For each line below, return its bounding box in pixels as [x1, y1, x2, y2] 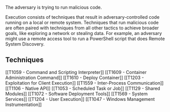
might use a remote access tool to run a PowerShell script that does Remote [5, 35, 165, 42]
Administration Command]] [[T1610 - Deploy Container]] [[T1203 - [5, 74, 144, 81]
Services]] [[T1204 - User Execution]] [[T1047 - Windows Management [5, 96, 155, 102]
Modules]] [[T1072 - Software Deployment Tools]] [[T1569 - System [5, 91, 148, 97]
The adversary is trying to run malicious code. [5, 5, 102, 10]
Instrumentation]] [5, 101, 42, 107]
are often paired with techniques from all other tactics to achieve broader [5, 25, 159, 31]
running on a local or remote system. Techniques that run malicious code [5, 20, 159, 25]
